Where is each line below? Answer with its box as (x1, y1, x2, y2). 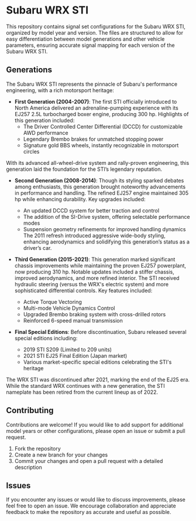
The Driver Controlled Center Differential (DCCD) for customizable (23, 123, 183, 130)
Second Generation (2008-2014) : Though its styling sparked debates (14, 177, 184, 184)
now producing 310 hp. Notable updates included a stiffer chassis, (14, 268, 174, 275)
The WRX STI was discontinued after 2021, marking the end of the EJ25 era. (6, 376, 190, 383)
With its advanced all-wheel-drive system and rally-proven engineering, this (6, 159, 190, 166)
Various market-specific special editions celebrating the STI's (23, 358, 172, 366)
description (14, 464, 42, 471)
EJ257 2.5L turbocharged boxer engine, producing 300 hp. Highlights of (14, 110, 189, 117)
